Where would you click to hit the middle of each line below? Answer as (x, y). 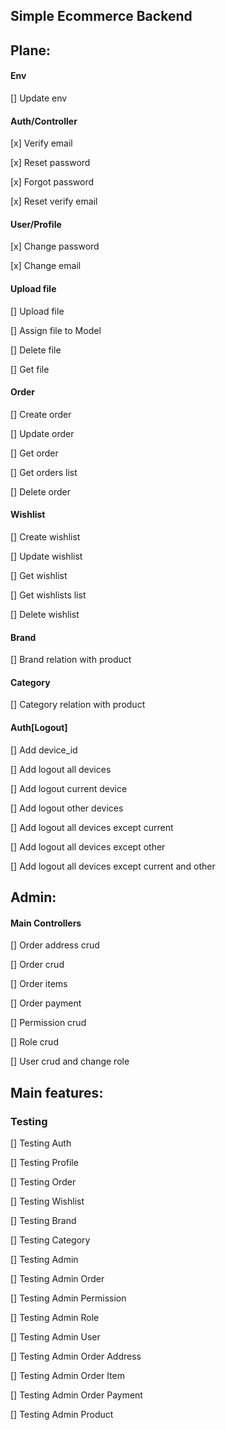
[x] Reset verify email (54, 201)
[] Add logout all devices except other (88, 846)
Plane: (31, 50)
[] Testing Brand (43, 1220)
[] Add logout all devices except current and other (113, 866)
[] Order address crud (55, 945)
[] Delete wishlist (45, 614)
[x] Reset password (50, 163)
